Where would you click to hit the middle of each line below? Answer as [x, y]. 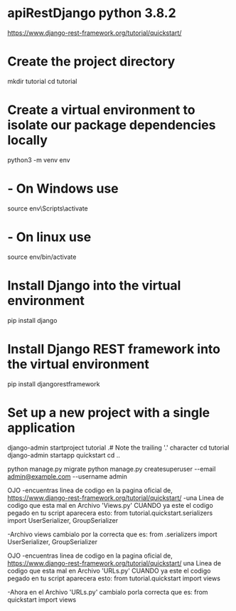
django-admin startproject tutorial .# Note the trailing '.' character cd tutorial [118, 447]
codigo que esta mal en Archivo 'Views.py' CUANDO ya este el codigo [110, 505]
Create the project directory [91, 62]
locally [28, 140]
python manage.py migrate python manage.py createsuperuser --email [112, 469]
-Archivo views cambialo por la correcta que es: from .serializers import [113, 534]
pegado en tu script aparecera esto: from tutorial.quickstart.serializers [110, 513]
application [42, 427]
